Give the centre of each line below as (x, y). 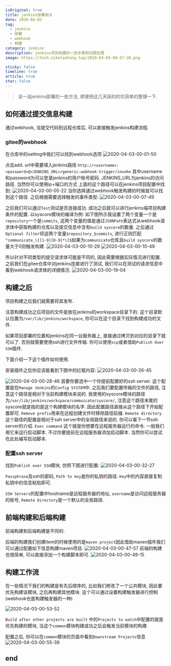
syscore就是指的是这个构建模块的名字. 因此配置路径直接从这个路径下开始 (82, 407)
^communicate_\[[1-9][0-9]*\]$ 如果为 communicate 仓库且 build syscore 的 (82, 240)
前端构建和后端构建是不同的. (35, 531)
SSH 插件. (14, 348)
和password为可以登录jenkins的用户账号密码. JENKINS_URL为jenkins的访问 (85, 178)
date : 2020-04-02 (24, 19)
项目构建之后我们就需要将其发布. (40, 301)
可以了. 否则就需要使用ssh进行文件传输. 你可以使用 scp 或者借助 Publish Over (85, 342)
